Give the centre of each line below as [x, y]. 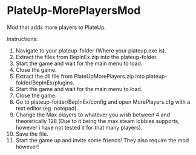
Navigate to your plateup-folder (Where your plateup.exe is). [91, 50]
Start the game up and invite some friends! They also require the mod [102, 140]
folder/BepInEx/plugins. [45, 83]
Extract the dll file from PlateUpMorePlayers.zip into [80, 76]
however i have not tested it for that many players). [79, 127]
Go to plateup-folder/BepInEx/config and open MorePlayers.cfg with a [103, 102]
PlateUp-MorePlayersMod [74, 11]
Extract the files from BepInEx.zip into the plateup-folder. [87, 57]
